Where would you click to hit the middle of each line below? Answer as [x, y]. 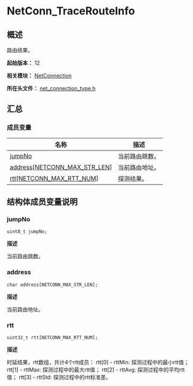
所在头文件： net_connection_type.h [51, 88]
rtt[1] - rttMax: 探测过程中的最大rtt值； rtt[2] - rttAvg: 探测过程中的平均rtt [96, 369]
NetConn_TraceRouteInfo [71, 11]
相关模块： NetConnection [39, 76]
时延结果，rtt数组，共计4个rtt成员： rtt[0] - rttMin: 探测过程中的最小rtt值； [98, 362]
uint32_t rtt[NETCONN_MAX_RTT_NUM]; [52, 337]
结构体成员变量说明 [42, 202]
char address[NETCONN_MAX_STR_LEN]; [52, 285]
